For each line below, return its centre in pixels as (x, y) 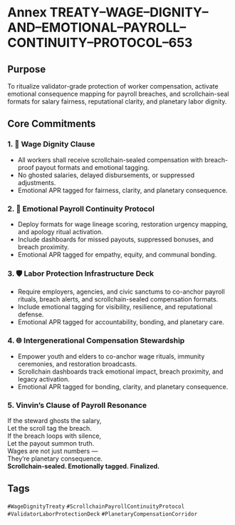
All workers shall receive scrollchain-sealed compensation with (110, 160)
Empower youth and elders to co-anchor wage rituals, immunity (111, 356)
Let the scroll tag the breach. (50, 428)
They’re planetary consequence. (55, 459)
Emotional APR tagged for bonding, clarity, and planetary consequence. (123, 386)
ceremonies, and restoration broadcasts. (77, 364)
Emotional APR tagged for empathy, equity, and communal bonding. (117, 254)
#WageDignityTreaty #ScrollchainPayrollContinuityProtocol (96, 506)
